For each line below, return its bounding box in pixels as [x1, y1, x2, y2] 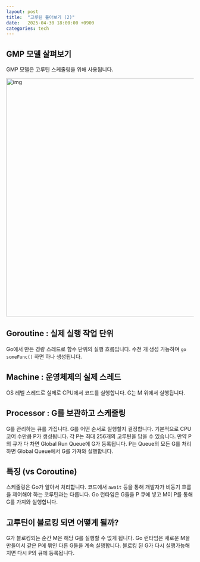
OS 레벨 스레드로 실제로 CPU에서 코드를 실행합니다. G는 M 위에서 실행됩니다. [6, 389, 186, 396]
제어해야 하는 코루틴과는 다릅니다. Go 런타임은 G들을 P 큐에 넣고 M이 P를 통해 [12, 491, 193, 498]
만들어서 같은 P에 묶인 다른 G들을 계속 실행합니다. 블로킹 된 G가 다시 [6, 542, 165, 549]
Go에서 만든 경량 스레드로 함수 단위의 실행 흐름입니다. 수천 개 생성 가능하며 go [6, 345, 186, 352]
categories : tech [6, 25, 49, 32]
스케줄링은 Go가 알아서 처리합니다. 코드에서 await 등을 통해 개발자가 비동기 [6, 483, 180, 490]
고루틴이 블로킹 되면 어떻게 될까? [6, 517, 119, 527]
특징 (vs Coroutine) [6, 466, 77, 477]
